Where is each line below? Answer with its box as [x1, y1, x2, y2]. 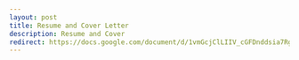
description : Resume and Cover [9, 29, 125, 38]
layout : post [9, 12, 58, 22]
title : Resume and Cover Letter [9, 21, 129, 30]
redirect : [9, 37, 46, 47]
